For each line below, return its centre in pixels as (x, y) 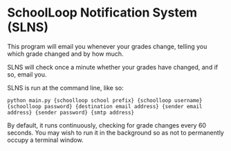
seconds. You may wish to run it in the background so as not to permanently (116, 132)
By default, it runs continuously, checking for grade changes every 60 (107, 125)
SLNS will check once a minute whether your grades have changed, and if (113, 67)
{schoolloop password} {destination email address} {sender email (105, 106)
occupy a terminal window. (46, 140)
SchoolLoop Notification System (102, 13)
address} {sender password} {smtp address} (71, 112)
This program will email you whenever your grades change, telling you (107, 46)
